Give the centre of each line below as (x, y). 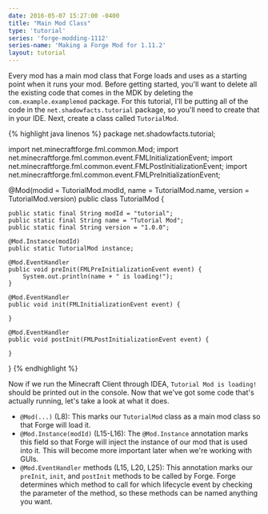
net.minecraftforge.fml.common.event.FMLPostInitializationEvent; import (128, 166)
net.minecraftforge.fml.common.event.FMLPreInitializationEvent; (114, 175)
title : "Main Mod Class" (50, 23)
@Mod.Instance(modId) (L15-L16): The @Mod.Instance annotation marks (134, 434)
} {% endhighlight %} (43, 368)
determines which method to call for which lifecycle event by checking (136, 484)
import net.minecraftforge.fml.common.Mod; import (93, 149)
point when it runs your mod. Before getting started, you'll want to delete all (133, 84)
